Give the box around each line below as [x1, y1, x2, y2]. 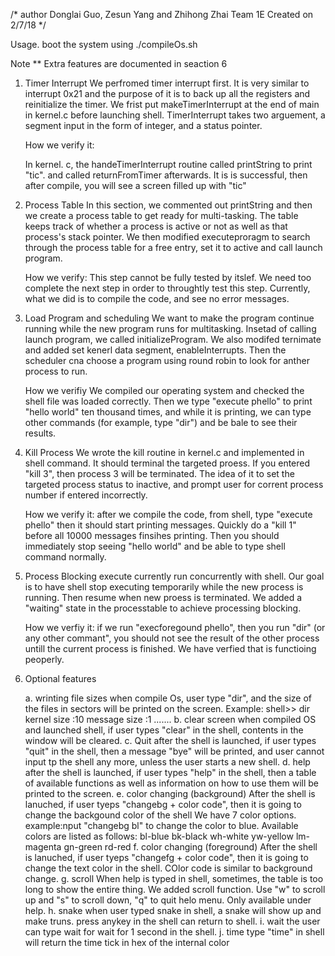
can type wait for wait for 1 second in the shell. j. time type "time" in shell [24, 926, 325, 938]
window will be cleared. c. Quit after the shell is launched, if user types [24, 735, 317, 746]
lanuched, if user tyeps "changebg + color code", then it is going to [24, 799, 302, 810]
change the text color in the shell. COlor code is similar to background [24, 862, 313, 874]
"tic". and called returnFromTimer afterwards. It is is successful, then [24, 169, 308, 181]
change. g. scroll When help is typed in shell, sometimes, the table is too [24, 873, 324, 884]
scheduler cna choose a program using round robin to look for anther [24, 355, 310, 366]
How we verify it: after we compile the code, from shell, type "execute [24, 509, 313, 520]
